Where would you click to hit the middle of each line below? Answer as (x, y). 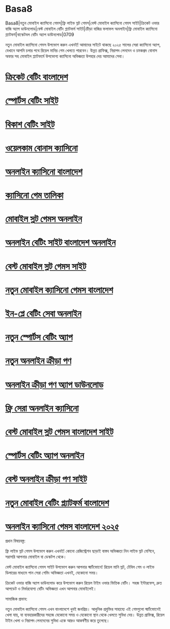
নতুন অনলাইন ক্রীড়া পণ (38, 361)
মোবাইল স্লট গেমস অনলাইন (44, 219)
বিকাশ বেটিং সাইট (30, 124)
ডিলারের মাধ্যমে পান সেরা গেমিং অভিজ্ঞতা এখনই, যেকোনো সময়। (52, 573)
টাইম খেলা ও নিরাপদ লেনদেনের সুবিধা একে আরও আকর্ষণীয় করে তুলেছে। (58, 621)
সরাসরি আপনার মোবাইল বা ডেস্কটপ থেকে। (36, 557)
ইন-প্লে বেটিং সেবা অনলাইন (43, 314)
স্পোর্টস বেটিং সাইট (32, 101)
